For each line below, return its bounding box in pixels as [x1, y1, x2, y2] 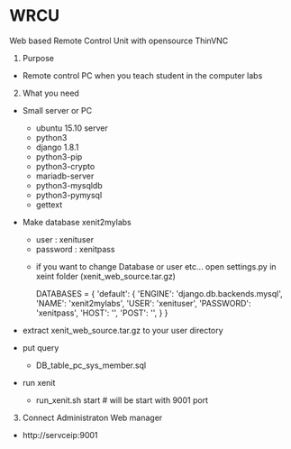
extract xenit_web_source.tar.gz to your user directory [22, 325, 223, 335]
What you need [22, 87, 79, 98]
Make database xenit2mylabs [22, 216, 132, 227]
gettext [35, 199, 63, 210]
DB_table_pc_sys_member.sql [35, 360, 147, 371]
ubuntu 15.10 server [35, 123, 108, 133]
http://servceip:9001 [22, 429, 98, 440]
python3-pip [35, 151, 83, 162]
